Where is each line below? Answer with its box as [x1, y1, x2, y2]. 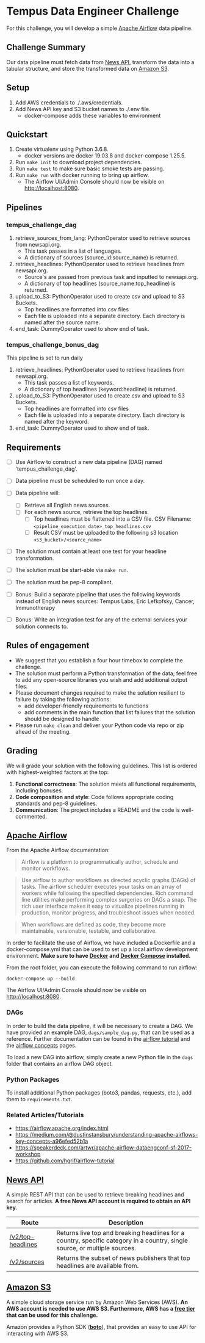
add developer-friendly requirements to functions [24, 702, 149, 709]
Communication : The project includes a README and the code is [15, 806, 180, 813]
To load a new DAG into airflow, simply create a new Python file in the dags [6, 1053, 193, 1060]
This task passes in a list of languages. [24, 247, 122, 255]
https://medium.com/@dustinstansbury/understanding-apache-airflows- [15, 1131, 198, 1138]
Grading [6, 746, 38, 756]
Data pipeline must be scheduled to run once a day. [15, 477, 145, 485]
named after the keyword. [24, 418, 90, 425]
